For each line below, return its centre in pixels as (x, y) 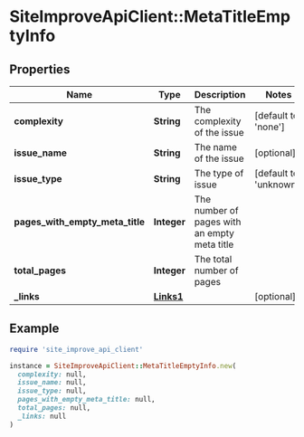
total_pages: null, (54, 408)
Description (220, 95)
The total (213, 259)
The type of (219, 173)
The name (216, 147)
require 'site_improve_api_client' (76, 349)
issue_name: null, (52, 383)
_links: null (42, 416)
